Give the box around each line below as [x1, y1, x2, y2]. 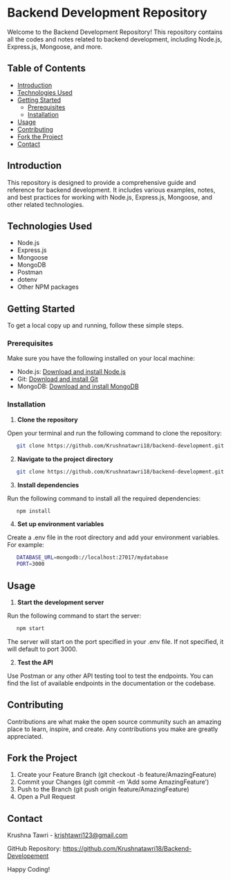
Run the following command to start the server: [7, 611, 142, 620]
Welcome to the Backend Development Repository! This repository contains [7, 28, 223, 36]
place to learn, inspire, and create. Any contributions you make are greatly [7, 725, 219, 733]
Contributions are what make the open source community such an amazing [7, 717, 221, 726]
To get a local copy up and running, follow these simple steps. [7, 321, 184, 330]
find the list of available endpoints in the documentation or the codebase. [7, 679, 216, 687]
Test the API [17, 658, 53, 666]
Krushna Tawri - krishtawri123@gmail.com [7, 831, 128, 839]
